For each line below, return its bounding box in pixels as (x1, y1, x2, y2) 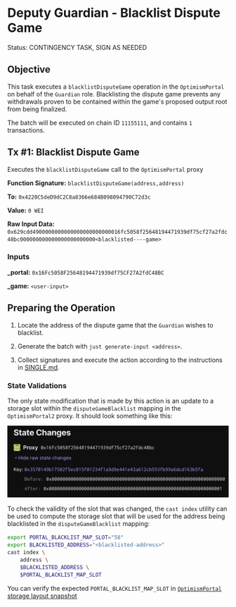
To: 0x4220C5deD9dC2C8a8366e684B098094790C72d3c (7, 192, 151, 201)
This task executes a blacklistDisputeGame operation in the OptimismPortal (7, 82, 225, 91)
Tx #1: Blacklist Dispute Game (7, 146, 140, 158)
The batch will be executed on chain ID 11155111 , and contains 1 (7, 118, 192, 127)
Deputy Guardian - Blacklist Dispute (7, 5, 221, 21)
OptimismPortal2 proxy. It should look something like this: (7, 411, 173, 420)
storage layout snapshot (7, 592, 77, 600)
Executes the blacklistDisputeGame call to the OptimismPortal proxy (7, 165, 204, 173)
